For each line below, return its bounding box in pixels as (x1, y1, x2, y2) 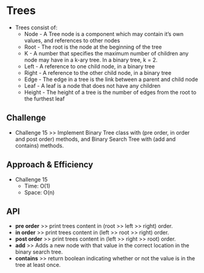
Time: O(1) (24, 182, 51, 190)
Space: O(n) (24, 188, 55, 196)
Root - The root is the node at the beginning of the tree (24, 43, 163, 51)
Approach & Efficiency (6, 160, 93, 170)
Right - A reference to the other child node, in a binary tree (24, 69, 172, 76)
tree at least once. (15, 261, 61, 269)
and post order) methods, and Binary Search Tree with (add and (15, 135, 176, 143)
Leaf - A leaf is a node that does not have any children (24, 82, 161, 89)
